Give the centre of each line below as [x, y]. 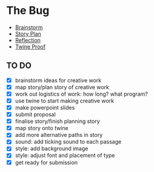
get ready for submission [46, 162]
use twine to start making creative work [64, 101]
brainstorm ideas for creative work [58, 80]
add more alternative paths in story [59, 135]
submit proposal [35, 114]
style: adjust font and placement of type [65, 156]
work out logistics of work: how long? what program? [82, 94]
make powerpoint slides [45, 107]
